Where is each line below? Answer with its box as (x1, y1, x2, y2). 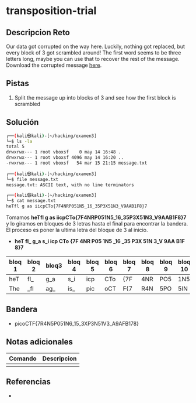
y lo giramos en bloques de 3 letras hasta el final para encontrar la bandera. (6, 220, 188, 227)
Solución (6, 117, 39, 127)
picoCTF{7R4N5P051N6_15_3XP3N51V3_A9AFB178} (14, 320, 139, 327)
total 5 (6, 144, 25, 150)
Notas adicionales (6, 337, 73, 347)
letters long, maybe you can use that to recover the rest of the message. (6, 56, 180, 62)
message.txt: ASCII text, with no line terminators (6, 182, 134, 188)
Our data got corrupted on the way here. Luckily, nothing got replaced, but (6, 43, 185, 50)
